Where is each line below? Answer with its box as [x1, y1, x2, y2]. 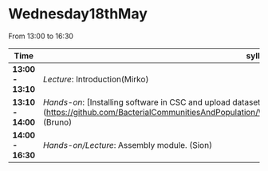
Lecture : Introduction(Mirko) [42, 74, 149, 85]
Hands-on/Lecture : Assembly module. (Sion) [42, 139, 213, 150]
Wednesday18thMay [8, 5, 148, 23]
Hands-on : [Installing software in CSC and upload [42, 97, 231, 108]
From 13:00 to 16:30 [8, 31, 74, 41]
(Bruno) [42, 117, 73, 128]
